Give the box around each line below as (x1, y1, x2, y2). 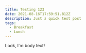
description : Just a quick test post (5, 16, 82, 21)
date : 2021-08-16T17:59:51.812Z (5, 12, 70, 16)
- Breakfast (9, 25, 34, 30)
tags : (5, 20, 16, 26)
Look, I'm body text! (5, 43, 45, 48)
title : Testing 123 (5, 7, 45, 12)
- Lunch (9, 29, 25, 34)
